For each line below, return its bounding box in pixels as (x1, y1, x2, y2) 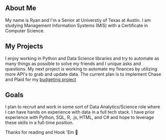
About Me (5, 4, 36, 12)
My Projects (5, 42, 43, 51)
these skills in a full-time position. (5, 120, 74, 126)
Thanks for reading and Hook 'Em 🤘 (5, 129, 79, 136)
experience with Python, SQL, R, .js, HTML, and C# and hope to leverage (5, 114, 154, 121)
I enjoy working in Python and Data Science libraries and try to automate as (5, 55, 160, 61)
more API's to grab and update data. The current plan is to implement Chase (5, 71, 162, 77)
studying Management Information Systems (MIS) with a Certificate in (5, 22, 148, 28)
